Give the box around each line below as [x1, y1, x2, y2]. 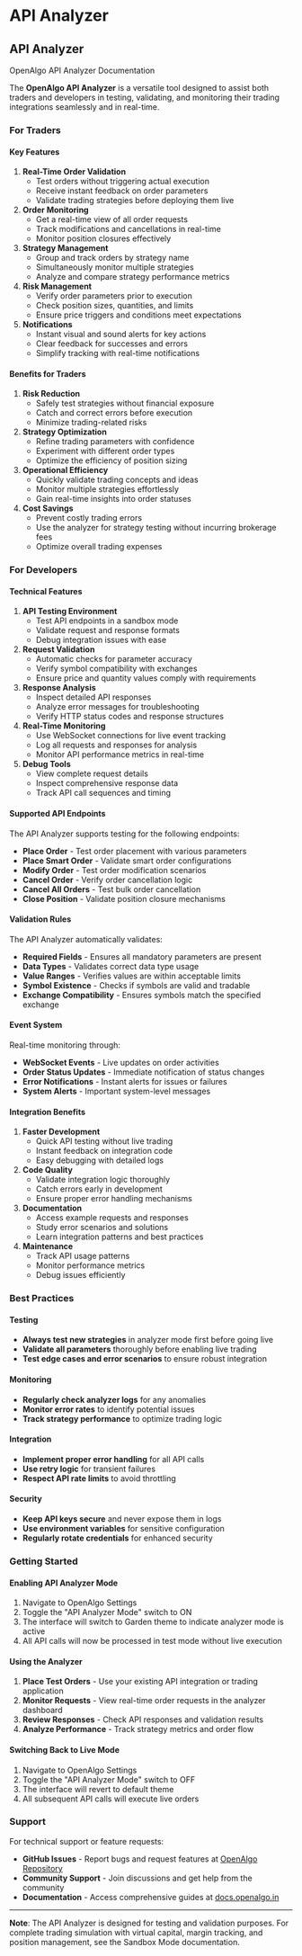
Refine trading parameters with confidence [35, 436, 195, 447]
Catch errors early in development [35, 1183, 164, 1194]
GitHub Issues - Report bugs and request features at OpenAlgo [22, 1853, 258, 1864]
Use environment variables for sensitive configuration [22, 1523, 225, 1533]
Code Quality [22, 1165, 74, 1175]
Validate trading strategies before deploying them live [35, 195, 235, 206]
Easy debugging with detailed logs [35, 1155, 164, 1166]
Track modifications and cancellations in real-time [35, 224, 222, 235]
